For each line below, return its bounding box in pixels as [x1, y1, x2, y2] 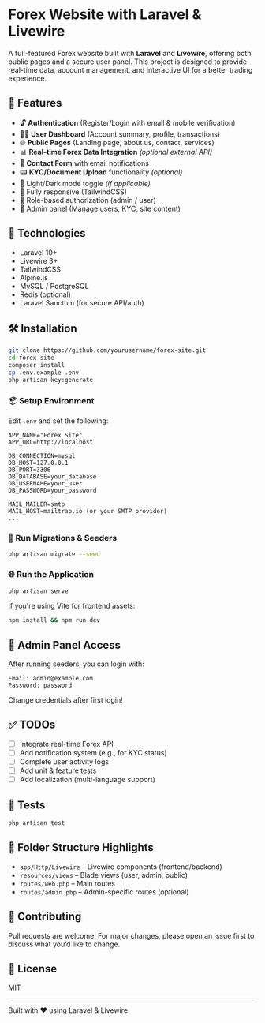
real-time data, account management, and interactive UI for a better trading [8, 65, 253, 74]
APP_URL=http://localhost [8, 438, 93, 447]
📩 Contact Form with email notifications [19, 158, 150, 167]
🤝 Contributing [8, 910, 82, 924]
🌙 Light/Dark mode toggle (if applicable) [19, 178, 151, 188]
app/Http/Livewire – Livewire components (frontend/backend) [19, 862, 222, 871]
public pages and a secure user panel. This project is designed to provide [8, 57, 247, 66]
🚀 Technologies [8, 227, 86, 240]
